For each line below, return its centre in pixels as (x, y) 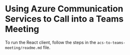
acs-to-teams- (111, 43)
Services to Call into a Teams (64, 19)
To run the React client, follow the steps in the (51, 42)
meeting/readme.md (23, 48)
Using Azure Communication (64, 9)
